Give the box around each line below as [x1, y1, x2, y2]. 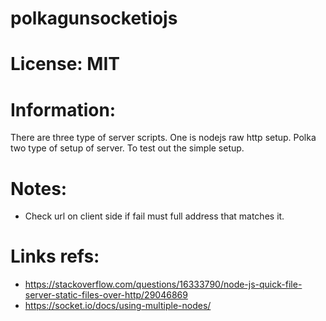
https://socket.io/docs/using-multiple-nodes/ [24, 300, 212, 312]
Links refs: [10, 245, 100, 268]
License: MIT [10, 53, 120, 76]
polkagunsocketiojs [10, 7, 178, 30]
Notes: [10, 177, 68, 200]
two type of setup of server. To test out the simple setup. [10, 142, 245, 154]
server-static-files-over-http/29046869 [24, 289, 188, 301]
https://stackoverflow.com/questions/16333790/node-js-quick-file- [24, 278, 303, 291]
